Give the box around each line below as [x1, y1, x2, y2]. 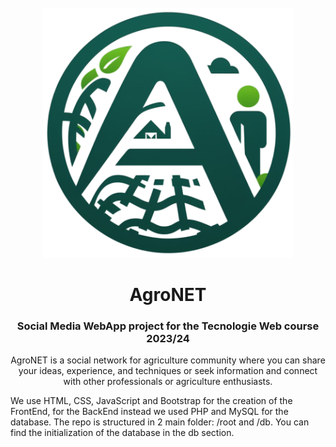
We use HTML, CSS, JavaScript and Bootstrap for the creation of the [10, 395, 293, 407]
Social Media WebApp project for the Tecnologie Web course [16, 319, 320, 333]
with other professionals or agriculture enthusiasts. [63, 376, 273, 388]
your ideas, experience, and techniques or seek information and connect [18, 365, 318, 377]
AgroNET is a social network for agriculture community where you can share [10, 354, 326, 366]
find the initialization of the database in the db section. [10, 427, 235, 439]
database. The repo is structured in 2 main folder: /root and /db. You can [10, 416, 310, 428]
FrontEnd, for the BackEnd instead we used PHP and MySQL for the [10, 406, 289, 418]
